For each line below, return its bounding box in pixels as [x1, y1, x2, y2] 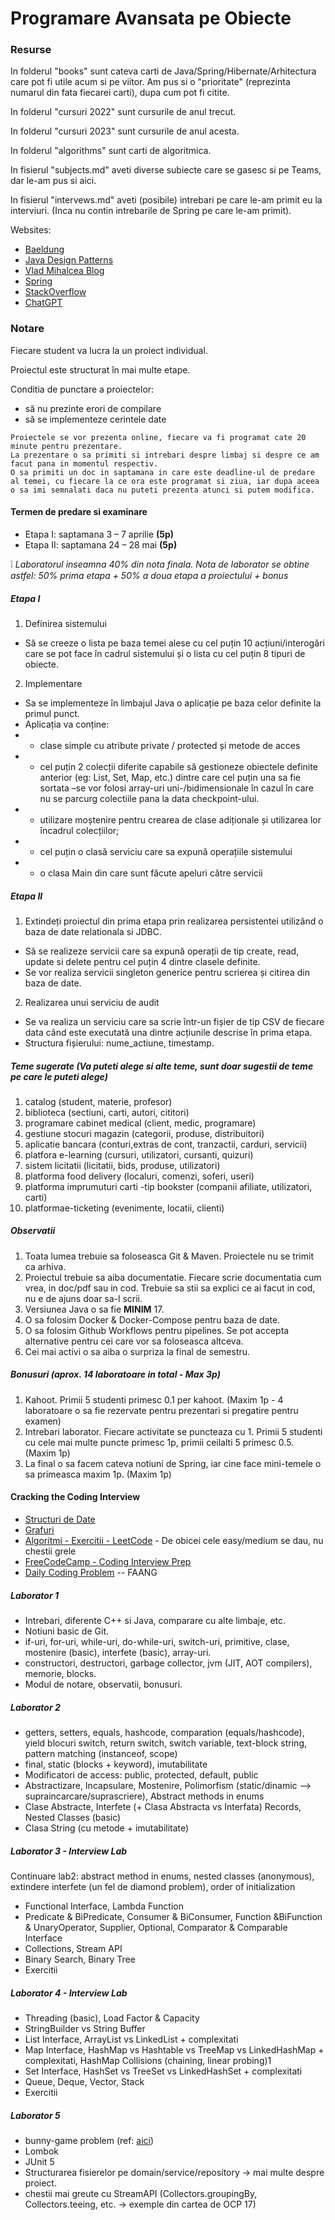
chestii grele [24, 1545, 77, 1557]
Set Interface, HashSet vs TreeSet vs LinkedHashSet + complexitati [24, 2065, 303, 2077]
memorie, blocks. [24, 1668, 97, 1679]
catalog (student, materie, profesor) [24, 1095, 173, 1107]
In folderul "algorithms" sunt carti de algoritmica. [10, 145, 212, 157]
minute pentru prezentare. [10, 441, 123, 451]
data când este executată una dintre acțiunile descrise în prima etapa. [24, 1026, 313, 1038]
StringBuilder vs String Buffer [24, 2022, 146, 2034]
